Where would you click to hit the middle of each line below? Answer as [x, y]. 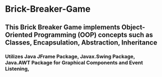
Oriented [19, 35]
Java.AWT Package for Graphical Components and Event [74, 62]
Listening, [17, 69]
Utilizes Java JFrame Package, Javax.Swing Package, [70, 56]
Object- [133, 27]
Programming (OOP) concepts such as [93, 35]
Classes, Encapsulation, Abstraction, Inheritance [81, 42]
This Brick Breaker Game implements [63, 27]
